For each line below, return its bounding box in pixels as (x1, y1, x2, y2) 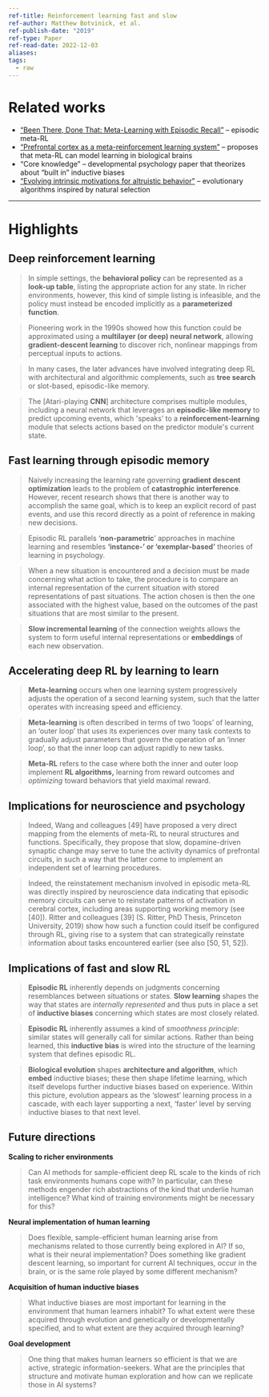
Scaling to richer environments (8, 1152, 114, 1161)
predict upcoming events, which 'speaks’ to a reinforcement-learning (27, 414, 260, 423)
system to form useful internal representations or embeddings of (27, 632, 243, 642)
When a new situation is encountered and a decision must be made (27, 566, 251, 575)
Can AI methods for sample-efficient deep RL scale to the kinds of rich (27, 1167, 261, 1177)
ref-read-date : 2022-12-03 (8, 42, 98, 50)
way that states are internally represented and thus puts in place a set (27, 999, 259, 1009)
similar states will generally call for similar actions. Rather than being (27, 1032, 254, 1042)
